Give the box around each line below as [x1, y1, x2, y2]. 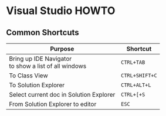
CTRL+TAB [121, 59, 145, 66]
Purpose [49, 45, 74, 53]
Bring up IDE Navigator [9, 54, 72, 63]
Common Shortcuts [6, 28, 79, 37]
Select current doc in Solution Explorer [9, 91, 116, 98]
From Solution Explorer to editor [9, 100, 97, 108]
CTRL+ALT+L [121, 82, 151, 88]
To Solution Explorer [9, 81, 65, 89]
